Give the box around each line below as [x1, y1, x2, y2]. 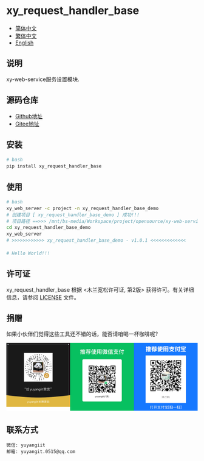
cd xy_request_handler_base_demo [6, 225, 91, 231]
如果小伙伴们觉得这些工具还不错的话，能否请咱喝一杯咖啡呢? [6, 330, 158, 338]
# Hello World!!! [6, 250, 50, 256]
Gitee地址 [15, 120, 39, 127]
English [15, 39, 34, 46]
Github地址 [15, 112, 43, 119]
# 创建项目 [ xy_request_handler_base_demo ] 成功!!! [6, 211, 140, 218]
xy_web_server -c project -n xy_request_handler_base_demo [6, 205, 159, 211]
